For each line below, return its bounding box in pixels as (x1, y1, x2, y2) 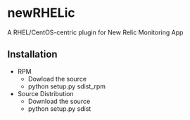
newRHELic (7, 5, 75, 21)
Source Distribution (17, 89, 74, 98)
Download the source (27, 97, 91, 105)
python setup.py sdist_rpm (27, 82, 106, 91)
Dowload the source (27, 74, 87, 83)
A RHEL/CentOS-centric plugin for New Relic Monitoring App (7, 28, 184, 36)
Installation (7, 48, 58, 60)
